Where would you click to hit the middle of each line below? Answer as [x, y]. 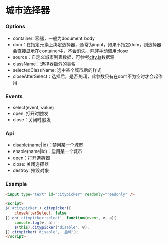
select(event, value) [33, 107]
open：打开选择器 [31, 158]
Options [15, 27]
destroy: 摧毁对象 [31, 170]
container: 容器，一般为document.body [54, 38]
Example [16, 184]
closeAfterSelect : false [40, 213]
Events [14, 96]
